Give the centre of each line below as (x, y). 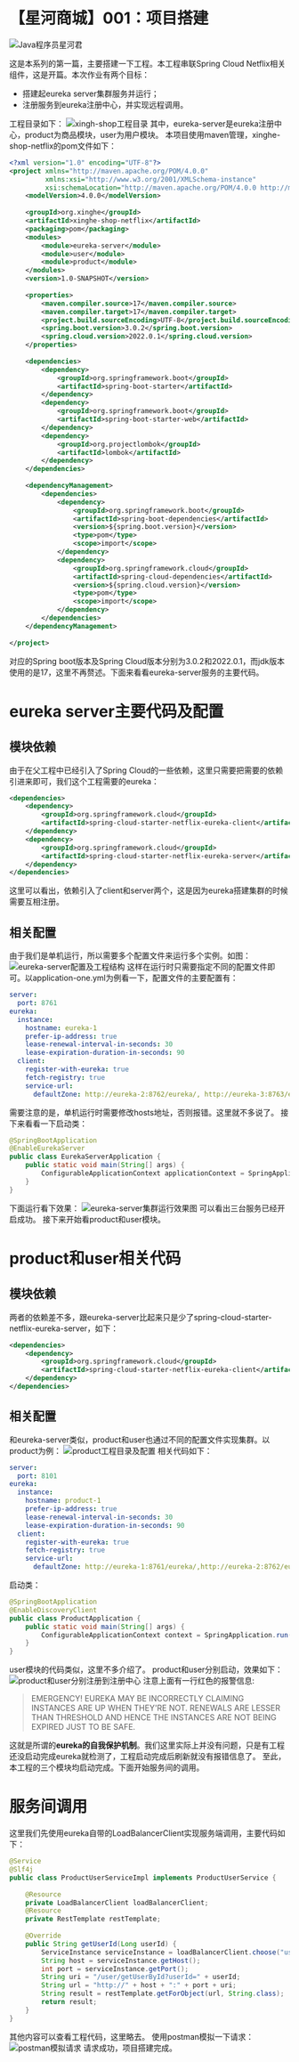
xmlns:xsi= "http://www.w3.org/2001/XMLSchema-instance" (150, 179)
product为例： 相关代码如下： (111, 1450)
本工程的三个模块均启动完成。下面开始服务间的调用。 (107, 1767)
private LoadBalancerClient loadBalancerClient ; (117, 1903)
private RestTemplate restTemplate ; (93, 1920)
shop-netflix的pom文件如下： (63, 146)
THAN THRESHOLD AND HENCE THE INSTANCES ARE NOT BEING (154, 1717)
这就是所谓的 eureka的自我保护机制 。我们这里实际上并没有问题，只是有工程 (147, 1745)
